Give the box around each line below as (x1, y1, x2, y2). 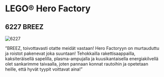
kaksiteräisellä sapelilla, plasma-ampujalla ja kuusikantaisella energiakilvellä (5, 56, 159, 62)
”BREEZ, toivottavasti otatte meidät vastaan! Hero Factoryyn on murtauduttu (5, 45, 160, 51)
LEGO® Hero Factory (5, 3, 91, 14)
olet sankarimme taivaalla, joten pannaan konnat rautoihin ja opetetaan (5, 61, 149, 67)
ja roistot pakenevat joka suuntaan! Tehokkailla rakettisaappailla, (5, 50, 135, 56)
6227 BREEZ (5, 23, 44, 31)
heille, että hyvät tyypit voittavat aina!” (5, 66, 83, 72)
